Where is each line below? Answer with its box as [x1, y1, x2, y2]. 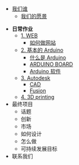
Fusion [29, 87, 46, 94]
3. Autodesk [20, 74, 50, 82]
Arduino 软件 [29, 68, 61, 74]
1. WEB [20, 32, 38, 39]
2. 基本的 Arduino [20, 46, 64, 54]
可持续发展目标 [20, 145, 58, 152]
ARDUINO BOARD [29, 61, 73, 67]
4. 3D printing [20, 94, 55, 100]
